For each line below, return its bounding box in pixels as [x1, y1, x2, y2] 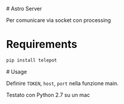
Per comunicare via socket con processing [6, 17, 111, 23]
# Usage [6, 68, 27, 75]
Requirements [6, 38, 77, 51]
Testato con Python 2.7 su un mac [6, 91, 91, 98]
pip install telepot [6, 57, 58, 63]
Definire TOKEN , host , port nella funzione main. [6, 79, 119, 87]
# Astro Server [6, 5, 42, 12]
